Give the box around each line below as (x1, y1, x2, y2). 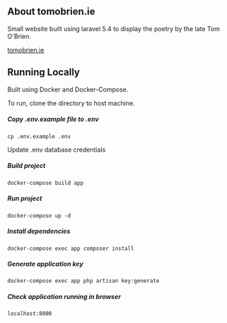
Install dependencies (7, 227, 71, 236)
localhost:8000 (7, 310, 52, 317)
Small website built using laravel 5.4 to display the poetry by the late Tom (7, 24, 221, 33)
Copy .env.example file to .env (7, 115, 99, 123)
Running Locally (7, 67, 80, 79)
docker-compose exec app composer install (7, 244, 134, 252)
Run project (7, 194, 42, 203)
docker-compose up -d (7, 212, 71, 219)
